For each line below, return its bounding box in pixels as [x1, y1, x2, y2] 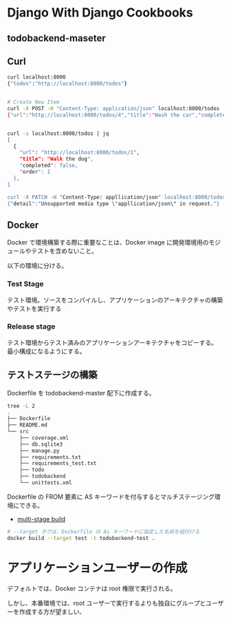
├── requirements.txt [19, 453, 81, 461]
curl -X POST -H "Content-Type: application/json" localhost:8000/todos [7, 105, 220, 112]
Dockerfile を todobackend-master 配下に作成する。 [7, 388, 156, 397]
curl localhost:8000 [7, 74, 67, 81]
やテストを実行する [7, 304, 62, 313]
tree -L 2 [7, 402, 36, 409]
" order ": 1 [19, 169, 51, 176]
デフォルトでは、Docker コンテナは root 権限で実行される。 [7, 584, 177, 592]
